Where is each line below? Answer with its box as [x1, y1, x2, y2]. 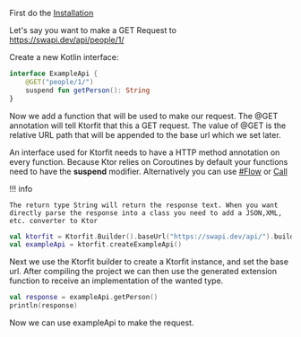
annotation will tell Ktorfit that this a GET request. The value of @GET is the [9, 120, 287, 131]
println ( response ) [9, 301, 78, 310]
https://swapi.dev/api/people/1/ [9, 35, 125, 45]
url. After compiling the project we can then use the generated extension [9, 266, 278, 277]
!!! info [9, 183, 33, 194]
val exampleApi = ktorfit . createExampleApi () [9, 240, 182, 249]
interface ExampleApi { [9, 69, 99, 78]
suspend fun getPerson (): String [25, 85, 150, 95]
